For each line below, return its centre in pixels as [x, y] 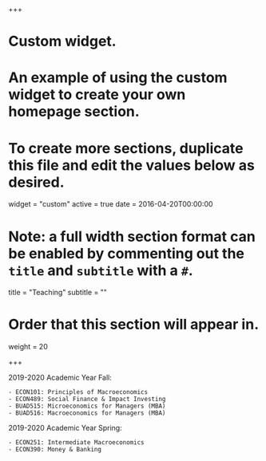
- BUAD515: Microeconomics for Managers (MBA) [87, 406]
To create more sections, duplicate [126, 148]
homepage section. [74, 112]
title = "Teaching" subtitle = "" [58, 293]
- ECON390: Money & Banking [55, 450]
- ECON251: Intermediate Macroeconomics [77, 443]
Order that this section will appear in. [134, 325]
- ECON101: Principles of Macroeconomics [78, 392]
